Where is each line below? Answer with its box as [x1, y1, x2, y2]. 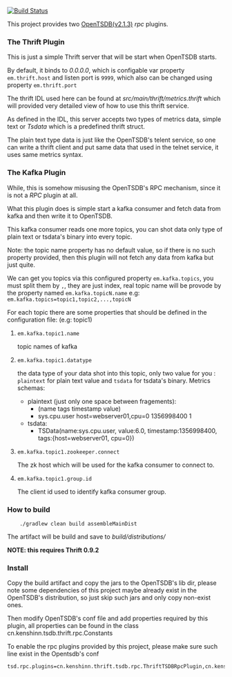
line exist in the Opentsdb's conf [7, 650, 99, 658]
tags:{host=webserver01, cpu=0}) [37, 434, 135, 442]
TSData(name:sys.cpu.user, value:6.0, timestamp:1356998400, [37, 426, 217, 435]
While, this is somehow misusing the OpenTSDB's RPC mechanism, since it [7, 183, 221, 192]
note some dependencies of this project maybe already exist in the [7, 586, 197, 595]
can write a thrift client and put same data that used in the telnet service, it [7, 143, 219, 151]
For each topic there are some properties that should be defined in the [7, 308, 207, 316]
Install [7, 563, 29, 573]
